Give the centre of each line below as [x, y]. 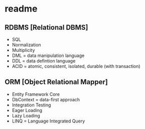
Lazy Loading [26, 115]
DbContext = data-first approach [46, 99]
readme [21, 9]
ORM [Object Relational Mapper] [56, 82]
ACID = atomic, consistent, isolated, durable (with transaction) [76, 66]
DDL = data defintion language [44, 61]
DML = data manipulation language [48, 55]
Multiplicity [23, 50]
